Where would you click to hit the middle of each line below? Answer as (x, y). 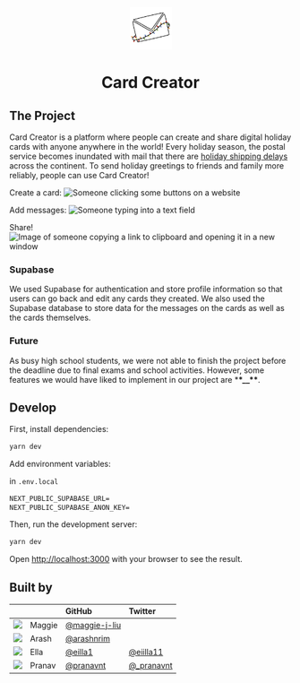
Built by (31, 588)
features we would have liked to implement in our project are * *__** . (135, 379)
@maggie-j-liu (94, 625)
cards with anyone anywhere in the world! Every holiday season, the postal (148, 147)
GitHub (79, 611)
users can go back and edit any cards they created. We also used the (137, 298)
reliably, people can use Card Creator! (79, 175)
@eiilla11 (146, 653)
